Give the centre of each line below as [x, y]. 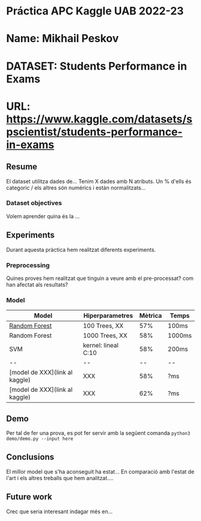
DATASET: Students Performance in [97, 66]
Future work [29, 497]
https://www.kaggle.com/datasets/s [99, 119]
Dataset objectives [34, 203]
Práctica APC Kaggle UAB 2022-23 [95, 11]
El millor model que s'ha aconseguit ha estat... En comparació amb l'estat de [100, 471]
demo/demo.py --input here [40, 439]
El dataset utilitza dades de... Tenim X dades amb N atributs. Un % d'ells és [99, 181]
